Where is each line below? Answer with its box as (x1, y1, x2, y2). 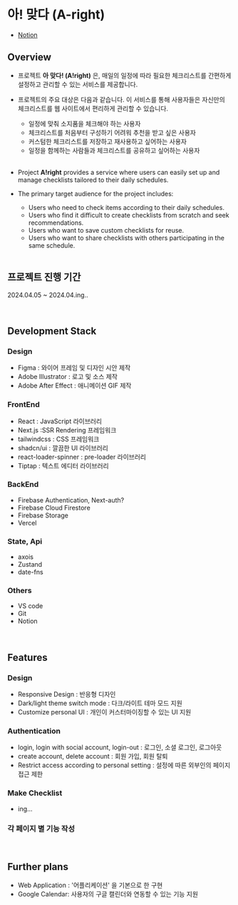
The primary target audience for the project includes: (17, 189, 174, 198)
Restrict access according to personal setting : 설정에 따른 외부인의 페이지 (17, 761, 231, 769)
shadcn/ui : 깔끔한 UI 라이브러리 (17, 443, 108, 452)
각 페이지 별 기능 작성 (7, 824, 75, 834)
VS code (17, 602, 43, 610)
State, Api (7, 536, 43, 546)
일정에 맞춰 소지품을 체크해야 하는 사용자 (28, 119, 141, 128)
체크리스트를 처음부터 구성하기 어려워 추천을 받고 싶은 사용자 (28, 128, 196, 136)
